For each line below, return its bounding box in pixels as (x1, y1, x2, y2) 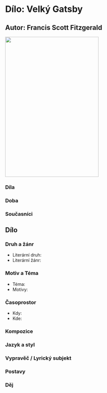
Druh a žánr (5, 241, 34, 248)
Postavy (5, 368, 26, 375)
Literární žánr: (12, 258, 41, 263)
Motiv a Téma (5, 270, 39, 277)
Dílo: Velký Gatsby (5, 3, 83, 15)
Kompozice (5, 328, 33, 335)
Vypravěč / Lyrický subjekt (5, 355, 72, 362)
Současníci (5, 210, 33, 217)
